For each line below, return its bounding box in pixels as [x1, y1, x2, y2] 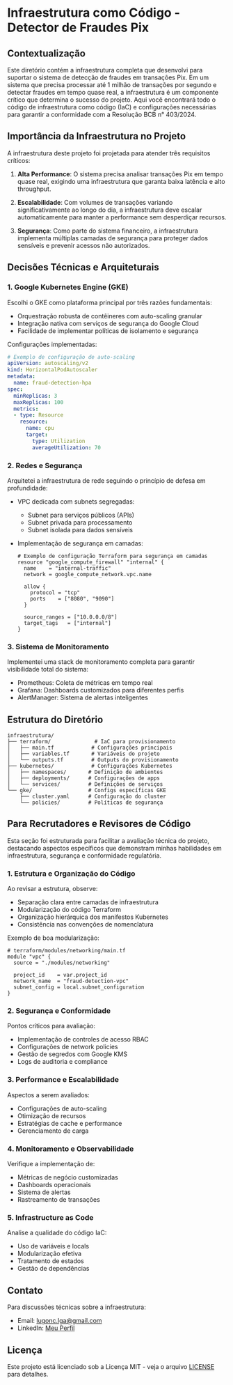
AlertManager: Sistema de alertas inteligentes [17, 693, 148, 702]
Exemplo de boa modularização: [7, 934, 99, 942]
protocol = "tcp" [30, 589, 80, 596]
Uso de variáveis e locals [17, 1242, 89, 1251]
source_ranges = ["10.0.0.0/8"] [24, 613, 118, 621]
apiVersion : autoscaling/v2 [7, 360, 89, 367]
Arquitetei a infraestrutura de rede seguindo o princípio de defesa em [7, 476, 206, 485]
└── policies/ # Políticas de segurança [19, 799, 163, 806]
